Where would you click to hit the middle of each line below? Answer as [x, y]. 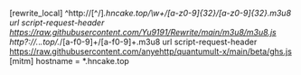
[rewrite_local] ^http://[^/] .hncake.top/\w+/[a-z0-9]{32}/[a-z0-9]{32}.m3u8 [150, 13]
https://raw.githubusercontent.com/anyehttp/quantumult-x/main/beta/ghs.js [150, 52]
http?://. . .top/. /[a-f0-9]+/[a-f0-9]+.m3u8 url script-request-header [133, 42]
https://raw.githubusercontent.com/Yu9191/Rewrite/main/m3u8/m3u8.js [143, 32]
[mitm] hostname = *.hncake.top [69, 61]
